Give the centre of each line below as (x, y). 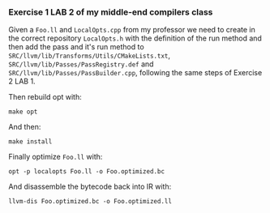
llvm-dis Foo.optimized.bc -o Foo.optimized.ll (90, 202)
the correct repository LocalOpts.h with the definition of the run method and (135, 38)
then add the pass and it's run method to (76, 47)
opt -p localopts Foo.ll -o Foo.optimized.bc (86, 172)
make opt (23, 112)
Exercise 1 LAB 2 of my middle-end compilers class (111, 12)
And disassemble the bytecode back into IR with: (90, 187)
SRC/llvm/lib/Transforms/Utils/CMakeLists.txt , (90, 56)
